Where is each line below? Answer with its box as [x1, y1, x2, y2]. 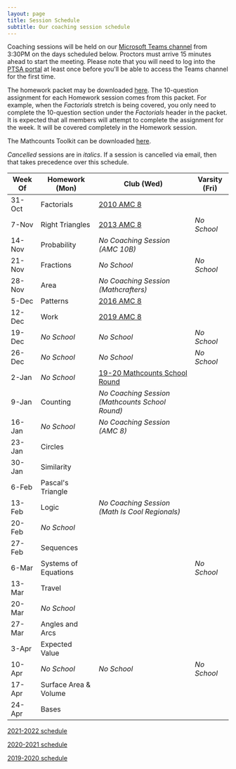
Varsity [197, 175, 223, 185]
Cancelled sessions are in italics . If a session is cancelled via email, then [7, 150, 217, 159]
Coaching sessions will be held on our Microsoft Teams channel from [7, 43, 208, 51]
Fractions [41, 261, 72, 270]
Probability [41, 240, 77, 250]
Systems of [41, 559, 79, 569]
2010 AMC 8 [98, 199, 142, 209]
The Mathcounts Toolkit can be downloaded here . [7, 137, 152, 145]
